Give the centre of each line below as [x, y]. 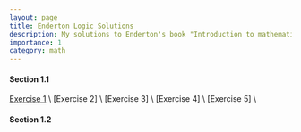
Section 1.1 [29, 79]
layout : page [34, 17]
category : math [38, 51]
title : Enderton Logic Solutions [72, 26]
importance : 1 [36, 42]
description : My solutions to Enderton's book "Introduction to [132, 34]
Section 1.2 [30, 119]
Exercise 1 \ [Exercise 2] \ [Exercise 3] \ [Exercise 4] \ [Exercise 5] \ [133, 99]
